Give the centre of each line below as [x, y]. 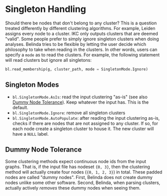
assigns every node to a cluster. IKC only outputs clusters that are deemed [82, 33]
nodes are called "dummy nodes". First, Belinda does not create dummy [79, 178]
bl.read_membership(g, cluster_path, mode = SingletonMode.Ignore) [77, 69]
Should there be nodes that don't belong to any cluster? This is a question [81, 23]
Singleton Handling [46, 9]
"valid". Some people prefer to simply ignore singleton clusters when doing [82, 39]
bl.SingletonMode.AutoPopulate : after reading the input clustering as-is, [86, 118]
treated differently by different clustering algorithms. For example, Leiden [80, 28]
